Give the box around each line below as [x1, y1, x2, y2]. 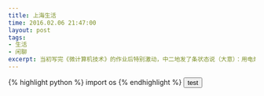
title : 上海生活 [8, 11, 57, 20]
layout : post [8, 26, 51, 34]
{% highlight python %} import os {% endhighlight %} [8, 77, 182, 87]
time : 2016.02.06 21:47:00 [8, 19, 97, 27]
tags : [8, 33, 26, 42]
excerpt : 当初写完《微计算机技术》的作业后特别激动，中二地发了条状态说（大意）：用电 [8, 56, 254, 64]
